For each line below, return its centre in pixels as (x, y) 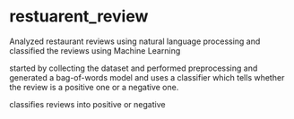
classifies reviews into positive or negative (87, 104)
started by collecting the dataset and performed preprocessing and (134, 68)
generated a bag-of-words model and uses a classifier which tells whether (147, 77)
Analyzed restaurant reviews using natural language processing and (135, 41)
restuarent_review (79, 17)
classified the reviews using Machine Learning (95, 50)
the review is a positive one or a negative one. (94, 87)
